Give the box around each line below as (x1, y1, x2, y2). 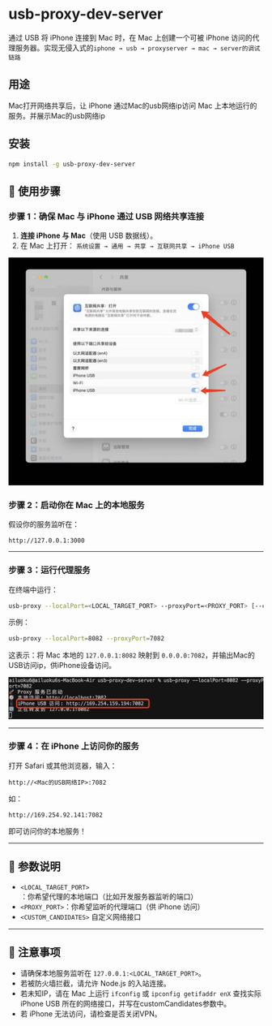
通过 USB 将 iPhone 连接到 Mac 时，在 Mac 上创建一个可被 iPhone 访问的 (8, 32, 253, 42)
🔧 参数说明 (8, 860, 61, 873)
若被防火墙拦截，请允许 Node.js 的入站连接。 (19, 979, 172, 989)
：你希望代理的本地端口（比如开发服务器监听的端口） (19, 891, 198, 901)
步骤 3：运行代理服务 (8, 565, 91, 576)
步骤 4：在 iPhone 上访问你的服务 (8, 740, 139, 752)
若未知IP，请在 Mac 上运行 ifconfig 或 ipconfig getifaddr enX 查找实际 (19, 989, 261, 998)
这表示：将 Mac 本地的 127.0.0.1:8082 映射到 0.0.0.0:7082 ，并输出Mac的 (8, 650, 255, 660)
